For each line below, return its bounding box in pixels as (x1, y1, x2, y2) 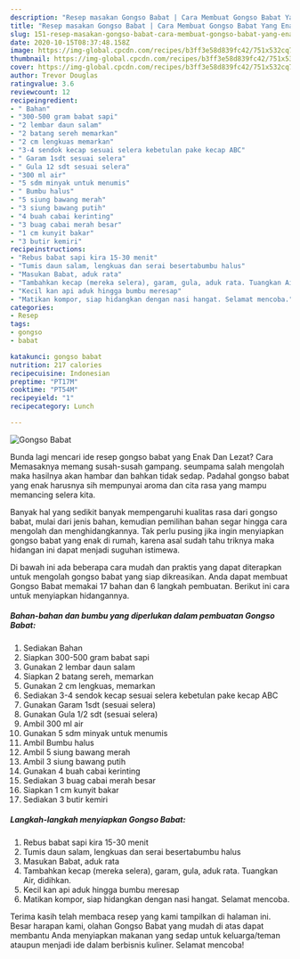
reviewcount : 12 (10, 87, 70, 96)
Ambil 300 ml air (22, 718, 84, 729)
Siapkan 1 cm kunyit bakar (22, 784, 119, 795)
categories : (10, 303, 54, 312)
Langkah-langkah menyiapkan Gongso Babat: (10, 815, 186, 825)
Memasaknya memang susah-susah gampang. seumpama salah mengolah (10, 461, 285, 471)
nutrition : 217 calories (10, 360, 102, 370)
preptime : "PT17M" (10, 377, 78, 386)
